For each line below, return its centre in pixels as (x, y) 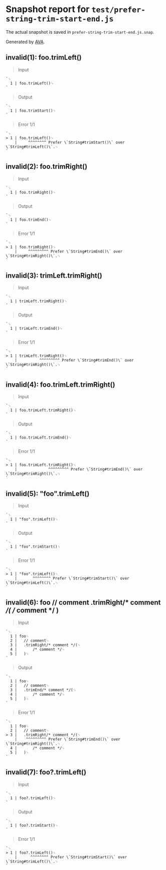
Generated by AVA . (25, 42)
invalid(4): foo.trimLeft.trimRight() (60, 384)
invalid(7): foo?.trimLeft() (46, 772)
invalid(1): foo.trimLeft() (44, 58)
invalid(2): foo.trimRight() (46, 167)
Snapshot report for (48, 9)
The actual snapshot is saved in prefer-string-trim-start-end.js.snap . (80, 32)
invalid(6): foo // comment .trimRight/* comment (83, 603)
